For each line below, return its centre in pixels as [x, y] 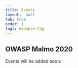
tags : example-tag [25, 29]
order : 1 [14, 24]
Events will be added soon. [33, 61]
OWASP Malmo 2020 [39, 49]
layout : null [20, 15]
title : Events [20, 10]
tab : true [16, 19]
